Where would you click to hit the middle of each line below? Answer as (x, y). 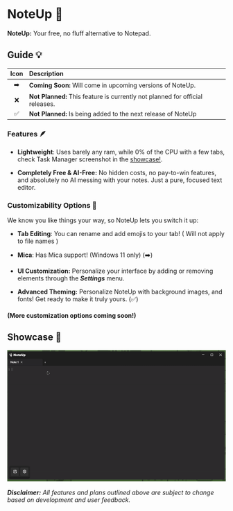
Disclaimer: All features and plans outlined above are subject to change (111, 492)
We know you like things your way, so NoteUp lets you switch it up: (103, 220)
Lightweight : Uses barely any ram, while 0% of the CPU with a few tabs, (121, 152)
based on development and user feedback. (69, 500)
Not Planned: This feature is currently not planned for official (116, 96)
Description (46, 74)
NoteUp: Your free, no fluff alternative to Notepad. (79, 33)
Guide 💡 (25, 55)
